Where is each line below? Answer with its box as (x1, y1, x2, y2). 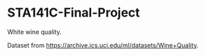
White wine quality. (7, 28, 62, 36)
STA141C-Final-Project (7, 5, 140, 21)
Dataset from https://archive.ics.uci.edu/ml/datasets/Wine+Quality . (7, 41, 199, 49)
